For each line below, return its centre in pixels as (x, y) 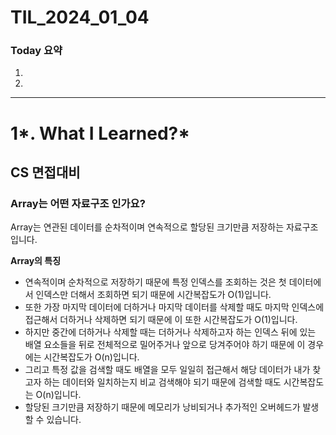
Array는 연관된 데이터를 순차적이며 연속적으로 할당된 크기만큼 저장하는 (147, 227)
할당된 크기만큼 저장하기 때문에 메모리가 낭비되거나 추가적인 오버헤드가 (162, 407)
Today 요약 (36, 51)
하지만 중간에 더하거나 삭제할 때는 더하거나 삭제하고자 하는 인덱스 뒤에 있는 (170, 332)
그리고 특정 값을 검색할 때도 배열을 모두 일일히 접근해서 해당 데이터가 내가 (167, 370)
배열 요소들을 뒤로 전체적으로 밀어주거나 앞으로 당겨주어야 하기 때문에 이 (165, 345)
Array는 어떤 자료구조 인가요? (78, 203)
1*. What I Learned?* (100, 133)
